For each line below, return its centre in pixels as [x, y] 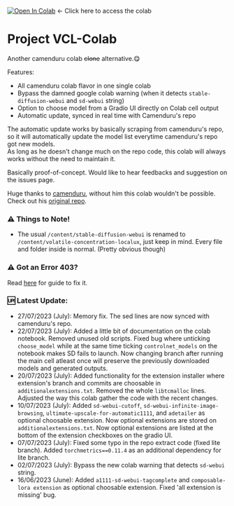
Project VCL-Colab [62, 39]
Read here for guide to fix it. [47, 282]
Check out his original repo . [47, 200]
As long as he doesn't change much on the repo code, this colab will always [117, 151]
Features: [21, 72]
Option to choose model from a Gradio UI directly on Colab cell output [118, 108]
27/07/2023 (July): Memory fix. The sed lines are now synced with [113, 316]
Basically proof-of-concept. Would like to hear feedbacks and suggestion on [117, 172]
